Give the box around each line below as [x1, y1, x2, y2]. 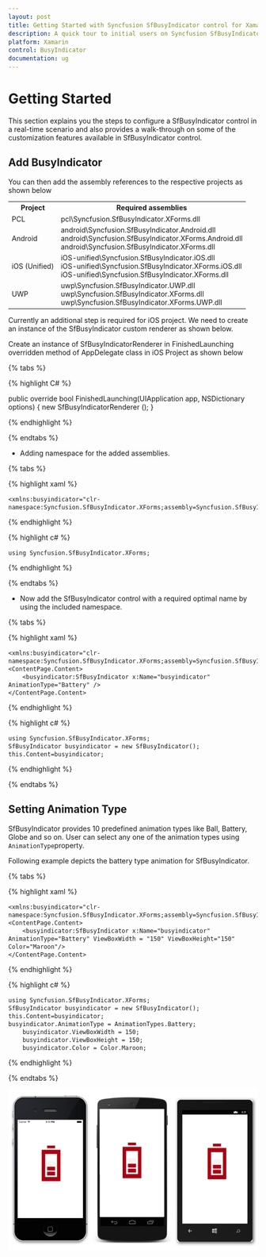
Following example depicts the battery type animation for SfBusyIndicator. [8, 855, 249, 865]
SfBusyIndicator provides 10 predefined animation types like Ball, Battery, [8, 824, 248, 833]
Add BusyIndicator [8, 156, 103, 170]
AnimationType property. [8, 840, 85, 850]
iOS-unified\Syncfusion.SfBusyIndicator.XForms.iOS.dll [60, 262, 242, 271]
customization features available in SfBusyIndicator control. [8, 133, 203, 142]
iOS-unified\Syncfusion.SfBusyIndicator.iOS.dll [60, 253, 215, 262]
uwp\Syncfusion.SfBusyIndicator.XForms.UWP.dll [60, 298, 223, 307]
